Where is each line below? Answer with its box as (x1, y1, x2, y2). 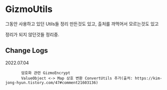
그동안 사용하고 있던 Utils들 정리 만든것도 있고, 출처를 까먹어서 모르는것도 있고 (5, 21, 159, 27)
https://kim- (135, 75, 162, 81)
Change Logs (5, 46, 48, 55)
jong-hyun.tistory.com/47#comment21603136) (5, 80, 99, 85)
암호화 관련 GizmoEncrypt (21, 70, 71, 75)
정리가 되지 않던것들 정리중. (5, 31, 60, 37)
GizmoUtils (5, 4, 53, 15)
